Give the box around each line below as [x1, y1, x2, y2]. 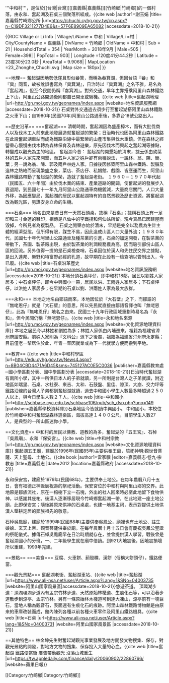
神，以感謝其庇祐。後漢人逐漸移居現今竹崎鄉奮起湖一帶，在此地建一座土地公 [5, 495, 164, 501]
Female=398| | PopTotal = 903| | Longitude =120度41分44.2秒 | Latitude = [5, 52, 158, 58]
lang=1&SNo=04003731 [5, 621, 54, 627]
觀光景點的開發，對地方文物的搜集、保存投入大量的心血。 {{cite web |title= [5, 644, 159, 649]
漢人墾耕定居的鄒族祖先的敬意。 [5, 508, 71, 514]
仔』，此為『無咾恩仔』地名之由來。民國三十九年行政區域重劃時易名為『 [5, 308, 153, 315]
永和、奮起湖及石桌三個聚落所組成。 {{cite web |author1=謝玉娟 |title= [18, 11, 162, 17]
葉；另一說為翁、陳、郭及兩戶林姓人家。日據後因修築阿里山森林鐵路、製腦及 [5, 161, 164, 167]
